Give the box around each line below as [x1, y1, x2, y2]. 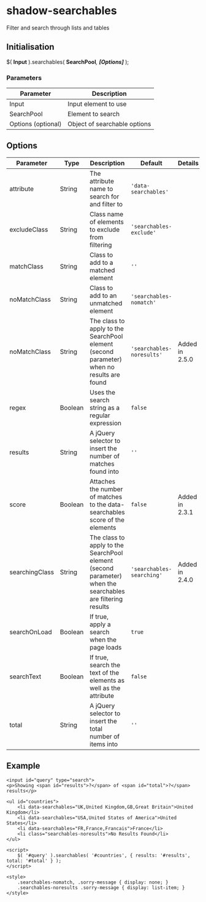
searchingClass [9, 568, 54, 576]
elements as [90, 676, 124, 684]
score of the [90, 516, 124, 524]
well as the [90, 683, 121, 692]
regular [90, 411, 110, 420]
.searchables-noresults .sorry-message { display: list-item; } [17, 884, 185, 891]
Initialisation [6, 42, 55, 52]
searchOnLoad [9, 627, 52, 636]
